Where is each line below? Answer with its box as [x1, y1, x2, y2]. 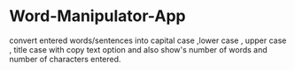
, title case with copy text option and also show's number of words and [9, 44, 268, 54]
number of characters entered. [9, 53, 121, 64]
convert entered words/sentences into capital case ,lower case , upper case [9, 35, 287, 46]
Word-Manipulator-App [9, 6, 186, 26]
